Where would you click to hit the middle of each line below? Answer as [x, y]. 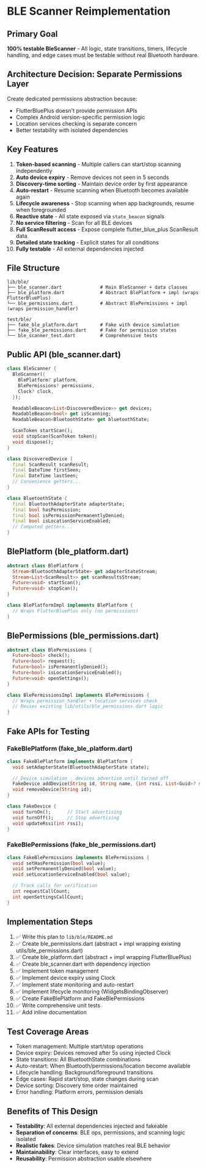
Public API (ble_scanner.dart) [64, 355]
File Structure [33, 268]
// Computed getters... [42, 527]
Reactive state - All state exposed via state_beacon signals [90, 216]
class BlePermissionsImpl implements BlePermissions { [78, 695]
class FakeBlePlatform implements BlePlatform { [70, 761]
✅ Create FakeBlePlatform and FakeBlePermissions [80, 998]
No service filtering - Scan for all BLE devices [74, 222]
